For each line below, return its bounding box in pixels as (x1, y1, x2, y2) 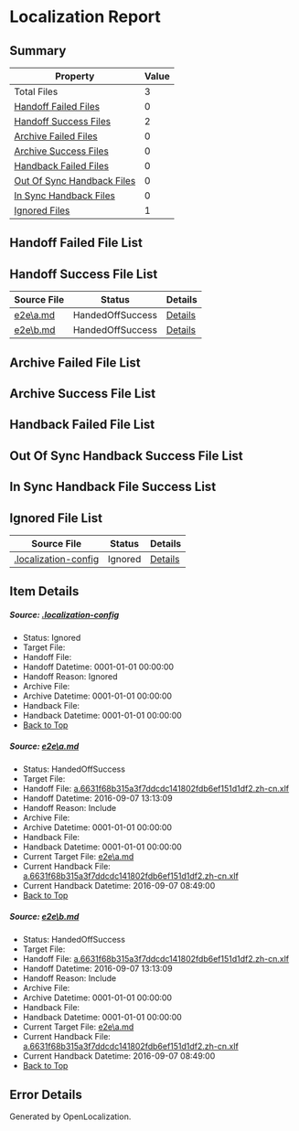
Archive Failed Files (14, 130, 98, 143)
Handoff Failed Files (14, 101, 101, 112)
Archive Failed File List (9, 355, 142, 370)
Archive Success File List (9, 386, 156, 401)
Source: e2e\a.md (9, 741, 80, 752)
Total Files (14, 85, 59, 98)
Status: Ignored (22, 633, 81, 644)
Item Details (9, 583, 80, 600)
